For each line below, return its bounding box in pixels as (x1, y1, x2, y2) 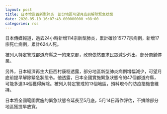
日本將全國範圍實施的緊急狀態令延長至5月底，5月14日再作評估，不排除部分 (5, 97, 159, 104)
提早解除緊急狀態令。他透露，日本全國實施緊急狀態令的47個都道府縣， (13, 75, 159, 80)
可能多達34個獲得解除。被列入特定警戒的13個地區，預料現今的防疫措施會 (5, 81, 155, 87)
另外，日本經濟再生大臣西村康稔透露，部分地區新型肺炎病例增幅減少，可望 (5, 69, 158, 75)
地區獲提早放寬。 (5, 104, 40, 110)
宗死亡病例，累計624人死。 (5, 41, 62, 47)
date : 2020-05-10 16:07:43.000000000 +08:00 (5, 16, 99, 21)
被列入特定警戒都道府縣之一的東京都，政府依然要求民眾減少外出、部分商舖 (5, 52, 158, 58)
